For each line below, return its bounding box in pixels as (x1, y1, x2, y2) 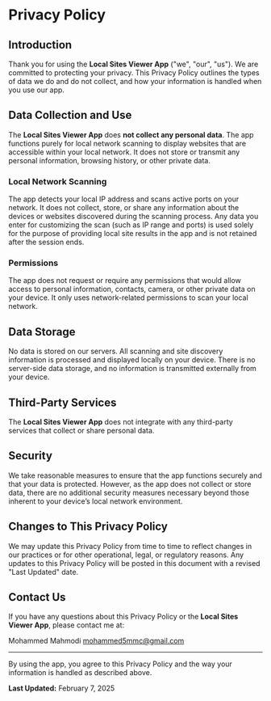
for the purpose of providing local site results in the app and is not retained (8, 229, 257, 239)
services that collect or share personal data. (8, 426, 155, 436)
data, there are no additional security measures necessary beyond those (8, 488, 250, 497)
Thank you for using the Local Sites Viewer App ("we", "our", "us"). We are (8, 59, 259, 69)
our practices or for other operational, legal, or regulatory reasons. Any (8, 550, 244, 560)
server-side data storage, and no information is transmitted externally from (8, 364, 256, 374)
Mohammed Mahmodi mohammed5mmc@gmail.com (8, 636, 185, 646)
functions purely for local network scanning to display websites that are (8, 138, 247, 148)
